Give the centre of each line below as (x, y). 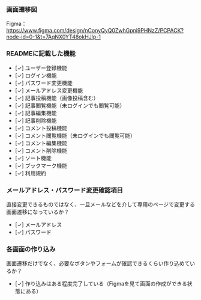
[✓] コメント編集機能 (41, 143)
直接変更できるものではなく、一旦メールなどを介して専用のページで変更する (101, 204)
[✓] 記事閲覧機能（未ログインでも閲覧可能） (70, 105)
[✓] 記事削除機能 (36, 120)
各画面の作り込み (31, 249)
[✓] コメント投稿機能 (41, 128)
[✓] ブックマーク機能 (41, 165)
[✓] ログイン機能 (36, 75)
